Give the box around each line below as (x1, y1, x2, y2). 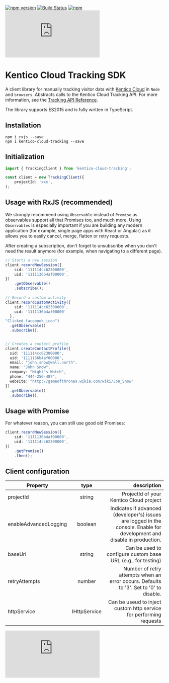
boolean (77, 521, 97, 528)
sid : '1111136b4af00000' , (14, 435, 69, 440)
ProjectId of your (121, 490, 161, 497)
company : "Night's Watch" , (10, 370, 66, 375)
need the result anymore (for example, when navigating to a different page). (5, 248, 162, 254)
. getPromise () (14, 448, 44, 454)
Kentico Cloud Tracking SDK (5, 69, 126, 81)
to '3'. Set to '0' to (119, 584, 161, 591)
